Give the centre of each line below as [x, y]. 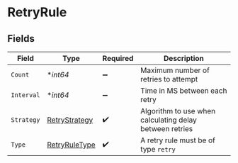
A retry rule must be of [178, 140]
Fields [21, 39]
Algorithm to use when [178, 111]
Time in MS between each [184, 91]
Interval [25, 95]
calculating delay [169, 120]
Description [184, 58]
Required [118, 58]
